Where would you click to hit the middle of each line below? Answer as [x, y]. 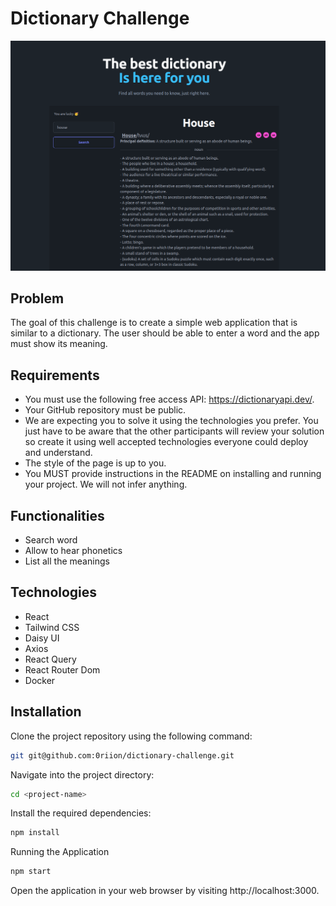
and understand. [58, 453]
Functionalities [57, 515]
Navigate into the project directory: [82, 774]
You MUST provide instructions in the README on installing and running [173, 474]
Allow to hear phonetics [73, 551]
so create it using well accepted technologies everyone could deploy [166, 442]
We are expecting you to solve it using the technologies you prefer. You [171, 421]
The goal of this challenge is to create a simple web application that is [154, 323]
